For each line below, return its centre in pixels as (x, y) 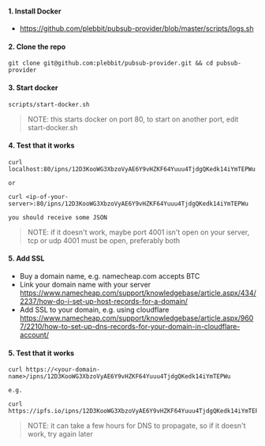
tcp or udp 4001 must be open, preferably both (104, 240)
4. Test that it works (41, 145)
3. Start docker (33, 88)
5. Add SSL (26, 259)
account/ (34, 335)
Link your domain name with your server (85, 285)
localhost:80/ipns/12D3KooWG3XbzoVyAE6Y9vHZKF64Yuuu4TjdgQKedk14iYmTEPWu (132, 169)
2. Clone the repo (37, 47)
